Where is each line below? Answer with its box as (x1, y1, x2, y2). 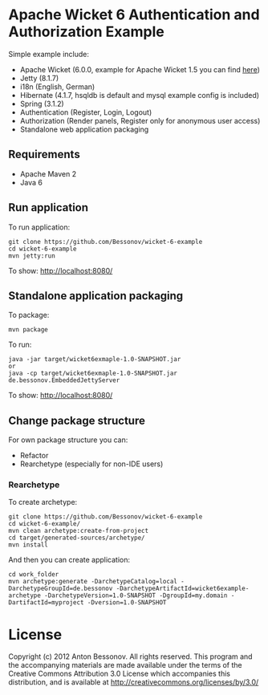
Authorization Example (8, 22, 164, 41)
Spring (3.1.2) (19, 99, 64, 108)
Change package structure (8, 413, 146, 427)
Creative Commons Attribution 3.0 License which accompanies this (8, 669, 231, 679)
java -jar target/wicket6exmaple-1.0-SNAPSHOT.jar (8, 356, 181, 364)
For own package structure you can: (8, 435, 128, 445)
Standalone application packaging (8, 289, 184, 303)
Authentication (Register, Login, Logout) (19, 107, 152, 117)
